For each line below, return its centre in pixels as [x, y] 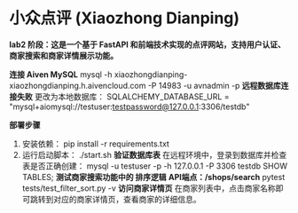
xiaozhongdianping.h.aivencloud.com [78, 85]
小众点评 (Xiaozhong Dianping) [125, 18]
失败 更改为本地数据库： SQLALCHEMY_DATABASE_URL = [123, 96]
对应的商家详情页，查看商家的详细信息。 [127, 199]
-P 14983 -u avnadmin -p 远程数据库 [214, 85]
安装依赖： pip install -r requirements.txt [96, 144]
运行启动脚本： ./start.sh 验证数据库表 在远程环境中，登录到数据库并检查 [154, 154]
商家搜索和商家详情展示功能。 [63, 55]
